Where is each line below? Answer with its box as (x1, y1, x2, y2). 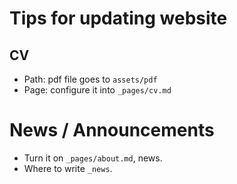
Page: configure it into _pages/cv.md (23, 84, 172, 96)
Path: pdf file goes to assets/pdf (23, 73, 158, 85)
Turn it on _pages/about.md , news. (23, 152, 163, 164)
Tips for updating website (9, 7, 228, 30)
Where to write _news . (23, 162, 113, 174)
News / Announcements (9, 119, 215, 142)
